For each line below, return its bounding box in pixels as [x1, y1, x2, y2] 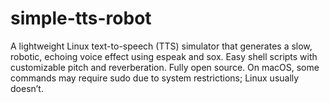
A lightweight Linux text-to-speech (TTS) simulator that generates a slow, [10, 40, 313, 52]
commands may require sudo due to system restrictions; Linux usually [10, 72, 300, 84]
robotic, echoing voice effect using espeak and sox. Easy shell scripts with [10, 50, 318, 62]
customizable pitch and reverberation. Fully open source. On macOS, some [10, 61, 320, 73]
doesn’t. [10, 82, 44, 94]
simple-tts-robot [10, 7, 152, 30]
